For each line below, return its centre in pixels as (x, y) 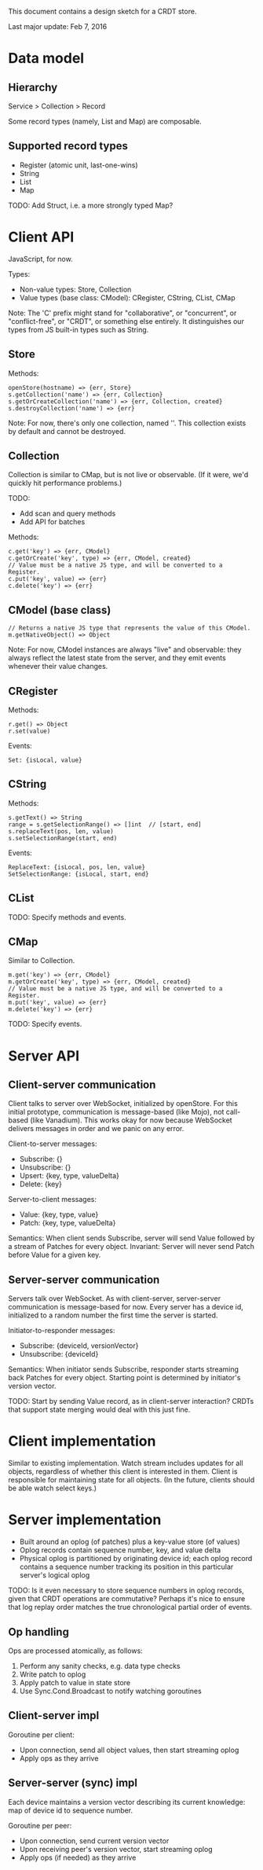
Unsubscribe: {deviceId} (59, 1354)
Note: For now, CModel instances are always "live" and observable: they (125, 650)
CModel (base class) (60, 610)
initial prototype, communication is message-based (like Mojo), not (116, 1112)
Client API (41, 237)
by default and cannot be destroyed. (67, 431)
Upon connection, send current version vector (94, 1841)
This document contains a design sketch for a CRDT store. (102, 11)
